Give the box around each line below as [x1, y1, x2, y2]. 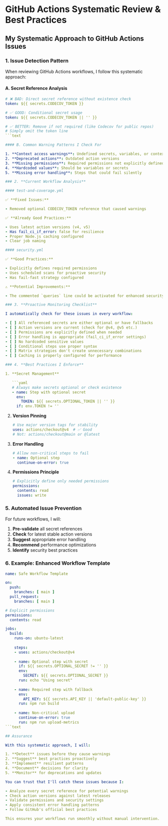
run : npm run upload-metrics [18, 719, 79, 725]
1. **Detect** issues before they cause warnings [5, 752, 111, 757]
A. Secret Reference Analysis [5, 85, 67, 91]
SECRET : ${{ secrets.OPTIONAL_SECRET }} [23, 673, 108, 678]
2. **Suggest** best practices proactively [5, 756, 97, 762]
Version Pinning [12, 413, 46, 419]
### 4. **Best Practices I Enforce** [5, 362, 84, 367]
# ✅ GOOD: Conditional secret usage [5, 110, 82, 115]
